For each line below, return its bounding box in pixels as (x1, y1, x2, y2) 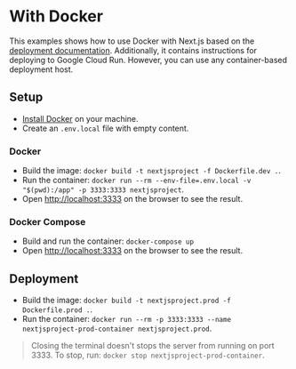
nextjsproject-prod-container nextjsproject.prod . (21, 323, 212, 334)
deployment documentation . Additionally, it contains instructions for (9, 44, 258, 55)
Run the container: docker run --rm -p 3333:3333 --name (21, 314, 232, 325)
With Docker (9, 6, 104, 27)
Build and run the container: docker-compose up (21, 236, 194, 246)
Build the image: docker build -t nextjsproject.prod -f (21, 295, 231, 306)
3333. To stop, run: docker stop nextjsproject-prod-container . (30, 349, 265, 361)
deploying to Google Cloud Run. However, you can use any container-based (9, 54, 287, 65)
